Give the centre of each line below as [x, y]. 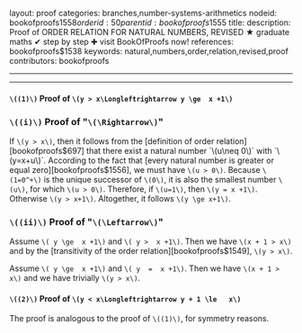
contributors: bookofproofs [59, 61]
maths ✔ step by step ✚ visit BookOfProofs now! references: [121, 41]
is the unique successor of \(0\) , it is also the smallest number [160, 179]
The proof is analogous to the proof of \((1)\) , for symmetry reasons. [139, 319]
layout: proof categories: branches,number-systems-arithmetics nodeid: [143, 13]
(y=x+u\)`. [28, 160]
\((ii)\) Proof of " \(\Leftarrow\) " [86, 221]
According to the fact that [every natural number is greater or [161, 160]
